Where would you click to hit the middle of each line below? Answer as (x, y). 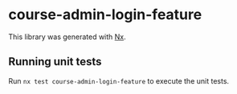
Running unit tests (55, 62)
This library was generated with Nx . (67, 37)
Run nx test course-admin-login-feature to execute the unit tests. (119, 80)
